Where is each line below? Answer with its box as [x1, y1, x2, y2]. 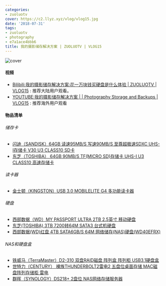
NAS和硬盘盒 [5, 241, 32, 247]
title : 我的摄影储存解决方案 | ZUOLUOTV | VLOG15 [5, 44, 102, 49]
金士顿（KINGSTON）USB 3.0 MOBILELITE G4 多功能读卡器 [12, 188, 134, 193]
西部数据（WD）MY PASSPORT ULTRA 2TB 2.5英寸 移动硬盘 [12, 216, 136, 223]
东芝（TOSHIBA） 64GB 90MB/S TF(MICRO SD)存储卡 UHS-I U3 [12, 153, 144, 159]
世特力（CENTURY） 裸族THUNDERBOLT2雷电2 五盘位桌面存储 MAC [12, 263, 153, 270]
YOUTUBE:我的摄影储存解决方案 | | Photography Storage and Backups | [12, 94, 158, 99]
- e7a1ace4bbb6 [5, 40, 37, 45]
